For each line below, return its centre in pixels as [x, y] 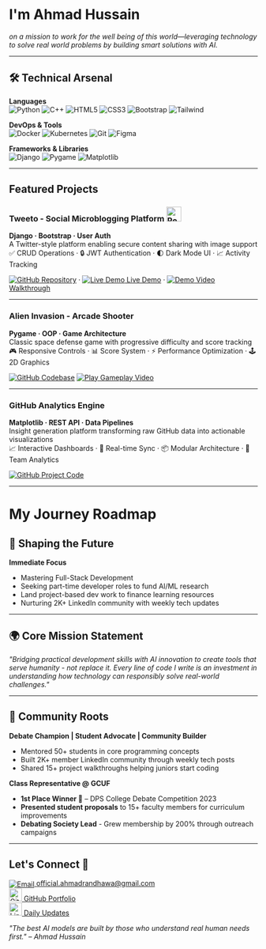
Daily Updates [46, 913]
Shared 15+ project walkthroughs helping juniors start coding [120, 768]
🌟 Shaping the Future [62, 543]
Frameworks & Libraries [49, 149]
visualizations [31, 440]
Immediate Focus [38, 562]
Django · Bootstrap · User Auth [60, 236]
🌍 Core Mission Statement [76, 636]
